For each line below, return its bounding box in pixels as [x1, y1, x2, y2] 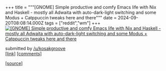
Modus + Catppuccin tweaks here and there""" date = [5, 15, 117, 20]
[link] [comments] [5, 51, 42, 57]
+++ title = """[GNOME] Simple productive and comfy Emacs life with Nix [5, 4, 156, 10]
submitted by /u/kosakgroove [5, 46, 66, 51]
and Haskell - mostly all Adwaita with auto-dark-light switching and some [5, 9, 156, 15]
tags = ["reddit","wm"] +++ [45, 20, 101, 26]
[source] [5, 61, 23, 66]
